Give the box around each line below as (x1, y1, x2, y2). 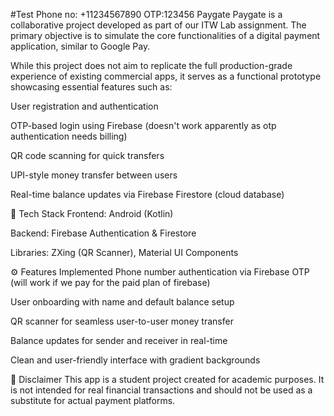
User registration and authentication (10, 100, 159, 112)
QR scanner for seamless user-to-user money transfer (10, 315, 234, 327)
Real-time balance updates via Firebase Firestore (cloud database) (10, 189, 285, 200)
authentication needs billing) (10, 130, 128, 142)
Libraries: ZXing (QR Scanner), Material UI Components (10, 247, 239, 258)
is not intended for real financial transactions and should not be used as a (10, 384, 313, 396)
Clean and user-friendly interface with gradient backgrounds (10, 354, 261, 366)
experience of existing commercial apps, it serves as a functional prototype (10, 70, 322, 82)
